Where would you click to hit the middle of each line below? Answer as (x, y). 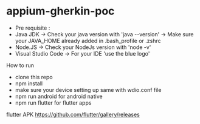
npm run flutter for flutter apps (53, 103)
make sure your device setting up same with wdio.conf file (88, 90)
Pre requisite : (33, 28)
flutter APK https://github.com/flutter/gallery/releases (73, 114)
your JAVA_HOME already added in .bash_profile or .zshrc (88, 41)
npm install (29, 83)
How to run (20, 65)
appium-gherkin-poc (60, 11)
